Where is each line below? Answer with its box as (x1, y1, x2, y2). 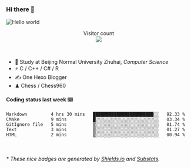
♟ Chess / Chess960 (14, 82, 66, 90)
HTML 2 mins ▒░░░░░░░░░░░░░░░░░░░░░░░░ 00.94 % (6, 132, 185, 138)
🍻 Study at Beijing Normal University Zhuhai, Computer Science (14, 59, 169, 66)
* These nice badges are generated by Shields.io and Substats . (6, 155, 160, 163)
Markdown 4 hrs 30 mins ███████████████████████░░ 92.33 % (6, 111, 185, 117)
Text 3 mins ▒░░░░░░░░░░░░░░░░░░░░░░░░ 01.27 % (6, 126, 185, 132)
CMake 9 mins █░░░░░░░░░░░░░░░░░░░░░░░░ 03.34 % (6, 116, 185, 122)
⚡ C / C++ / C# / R (14, 65, 59, 72)
